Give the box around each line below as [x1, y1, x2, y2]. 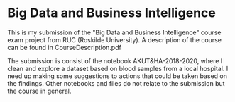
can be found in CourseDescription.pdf [7, 43, 122, 51]
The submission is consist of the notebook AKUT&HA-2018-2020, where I [7, 56, 223, 65]
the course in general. [7, 87, 72, 95]
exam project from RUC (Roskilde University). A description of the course [7, 35, 222, 44]
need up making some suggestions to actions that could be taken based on [7, 72, 228, 80]
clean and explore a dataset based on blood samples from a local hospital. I [7, 64, 229, 72]
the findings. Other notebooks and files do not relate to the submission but [7, 79, 225, 87]
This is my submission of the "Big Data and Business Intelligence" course [7, 28, 222, 37]
